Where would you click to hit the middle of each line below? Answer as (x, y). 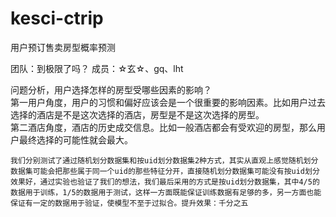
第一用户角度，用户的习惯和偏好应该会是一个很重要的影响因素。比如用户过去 (168, 102)
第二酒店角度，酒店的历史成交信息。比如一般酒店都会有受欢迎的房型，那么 (163, 127)
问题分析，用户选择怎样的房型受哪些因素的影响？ (111, 89)
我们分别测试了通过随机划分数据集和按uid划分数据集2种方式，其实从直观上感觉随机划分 (164, 160)
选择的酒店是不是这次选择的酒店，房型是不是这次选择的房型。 (137, 114)
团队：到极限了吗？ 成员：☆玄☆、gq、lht (97, 68)
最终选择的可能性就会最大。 (75, 139)
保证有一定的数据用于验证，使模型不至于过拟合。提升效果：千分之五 (129, 203)
